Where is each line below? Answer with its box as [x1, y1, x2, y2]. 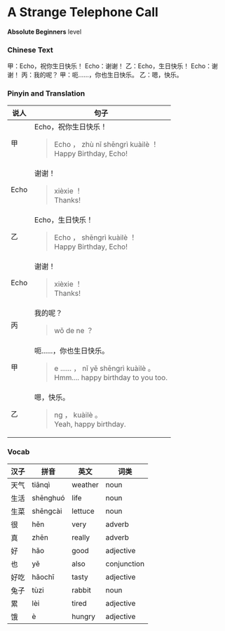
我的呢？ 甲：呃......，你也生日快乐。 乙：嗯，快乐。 [33, 71, 184, 79]
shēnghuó [32, 493, 65, 502]
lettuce [71, 506, 95, 516]
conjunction [105, 559, 145, 568]
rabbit [71, 585, 91, 594]
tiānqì [32, 479, 50, 489]
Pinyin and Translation [7, 89, 86, 98]
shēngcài [32, 506, 62, 516]
